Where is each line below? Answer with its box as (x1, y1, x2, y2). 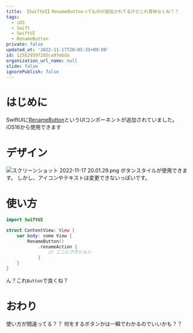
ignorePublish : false (6, 69, 59, 75)
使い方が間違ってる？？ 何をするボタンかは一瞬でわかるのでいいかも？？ (6, 320, 182, 327)
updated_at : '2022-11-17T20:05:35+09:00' (6, 47, 109, 53)
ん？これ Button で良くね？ (6, 277, 69, 284)
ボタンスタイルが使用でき (120, 167, 182, 174)
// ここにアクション (48, 249, 91, 255)
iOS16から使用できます (6, 124, 62, 131)
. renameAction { (37, 244, 78, 250)
